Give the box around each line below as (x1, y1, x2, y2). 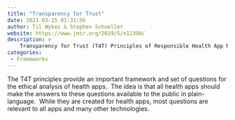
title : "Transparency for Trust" (7, 10, 105, 17)
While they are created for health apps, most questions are (38, 97, 208, 105)
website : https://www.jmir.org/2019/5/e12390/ (7, 29, 145, 37)
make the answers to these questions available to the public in (7, 89, 187, 98)
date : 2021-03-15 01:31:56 (7, 17, 86, 24)
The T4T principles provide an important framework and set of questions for (7, 75, 227, 83)
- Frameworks (10, 56, 49, 63)
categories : (7, 50, 42, 57)
